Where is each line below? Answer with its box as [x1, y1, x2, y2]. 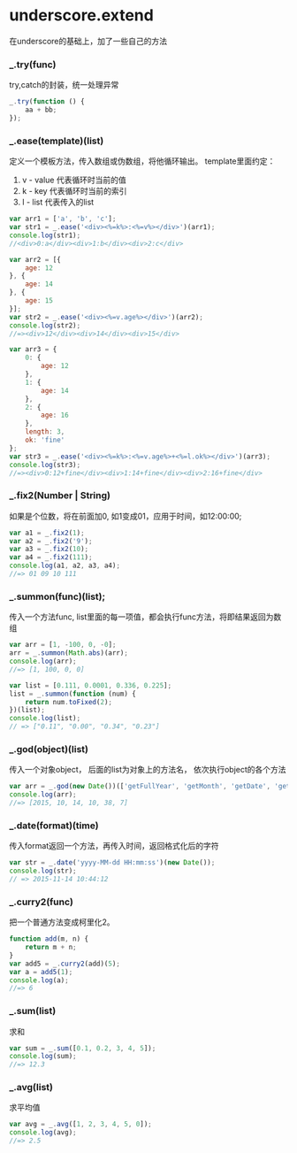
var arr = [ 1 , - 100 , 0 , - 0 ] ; [9, 641, 117, 650]
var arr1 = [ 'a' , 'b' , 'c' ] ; [9, 214, 117, 224]
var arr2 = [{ [9, 255, 62, 264]
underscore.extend [9, 5, 155, 26]
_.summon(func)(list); [9, 590, 106, 603]
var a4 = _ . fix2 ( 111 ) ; [9, 553, 93, 562]
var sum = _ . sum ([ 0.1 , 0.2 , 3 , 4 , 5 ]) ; [9, 1043, 156, 1053]
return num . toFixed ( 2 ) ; [25, 697, 113, 706]
